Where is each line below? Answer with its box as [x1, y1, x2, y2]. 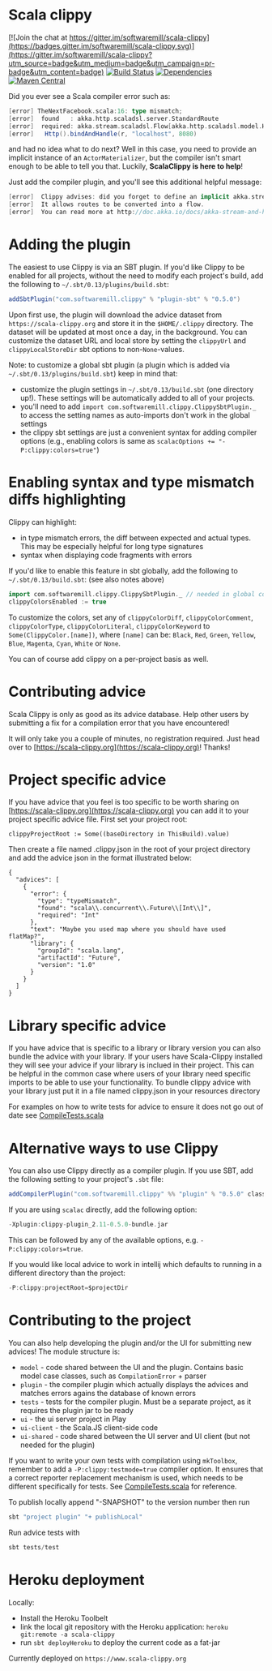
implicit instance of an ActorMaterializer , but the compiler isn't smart [8, 152, 241, 163]
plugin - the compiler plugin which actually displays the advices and [19, 1379, 249, 1389]
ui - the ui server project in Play [19, 1414, 127, 1424]
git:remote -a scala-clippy [19, 1630, 115, 1639]
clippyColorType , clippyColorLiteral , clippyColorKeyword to [8, 621, 210, 630]
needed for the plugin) [19, 1440, 96, 1450]
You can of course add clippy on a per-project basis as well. [8, 654, 209, 664]
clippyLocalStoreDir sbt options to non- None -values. [8, 344, 185, 354]
